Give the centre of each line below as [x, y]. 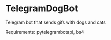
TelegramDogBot [42, 9]
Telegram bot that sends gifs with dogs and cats [56, 22]
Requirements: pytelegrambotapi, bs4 [45, 32]
